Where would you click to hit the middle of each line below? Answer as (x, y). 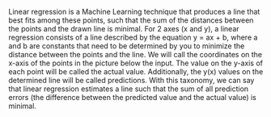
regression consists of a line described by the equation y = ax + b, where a (133, 37)
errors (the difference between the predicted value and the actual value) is (133, 97)
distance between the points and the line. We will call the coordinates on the (135, 54)
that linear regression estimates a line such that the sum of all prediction (129, 89)
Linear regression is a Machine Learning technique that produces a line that (134, 12)
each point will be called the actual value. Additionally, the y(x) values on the (136, 71)
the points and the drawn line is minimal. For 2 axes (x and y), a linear (124, 29)
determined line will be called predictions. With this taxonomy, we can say (131, 80)
